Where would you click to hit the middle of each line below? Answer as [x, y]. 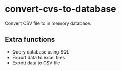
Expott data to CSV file [36, 63]
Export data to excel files [38, 57]
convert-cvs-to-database [60, 9]
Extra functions [30, 39]
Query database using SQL [41, 51]
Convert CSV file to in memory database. [48, 23]
